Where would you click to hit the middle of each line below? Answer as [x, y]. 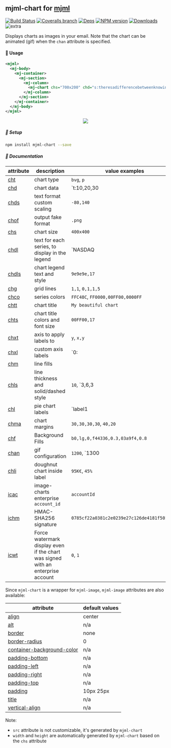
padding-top [23, 683]
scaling [43, 209]
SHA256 [45, 518]
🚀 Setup [14, 133]
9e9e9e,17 [83, 274]
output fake [48, 217]
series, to [45, 247]
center [91, 616]
